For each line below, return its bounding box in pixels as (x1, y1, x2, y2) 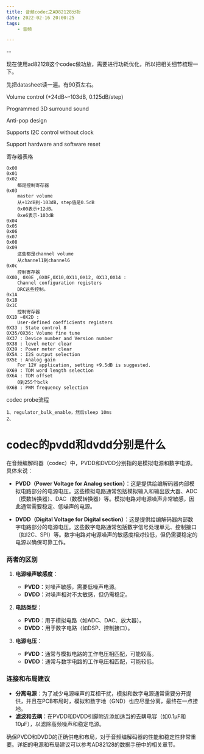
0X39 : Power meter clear (6, 346, 72, 352)
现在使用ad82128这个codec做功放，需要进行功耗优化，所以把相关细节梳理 (6, 60, 193, 68)
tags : (6, 20, 20, 26)
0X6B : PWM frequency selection (6, 385, 88, 391)
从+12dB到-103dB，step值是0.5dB (17, 199, 95, 206)
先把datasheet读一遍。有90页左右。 (6, 81, 97, 88)
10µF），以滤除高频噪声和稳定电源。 (15, 720, 105, 727)
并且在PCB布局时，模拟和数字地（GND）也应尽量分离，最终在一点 (26, 697, 193, 705)
